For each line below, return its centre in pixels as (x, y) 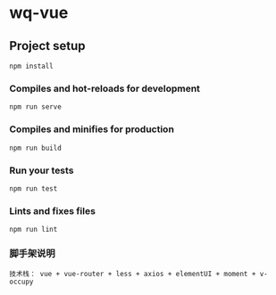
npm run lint (33, 230)
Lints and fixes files (53, 210)
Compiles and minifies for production (92, 129)
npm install (31, 66)
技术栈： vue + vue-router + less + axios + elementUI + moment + (133, 275)
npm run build (36, 148)
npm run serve (36, 107)
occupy (21, 282)
